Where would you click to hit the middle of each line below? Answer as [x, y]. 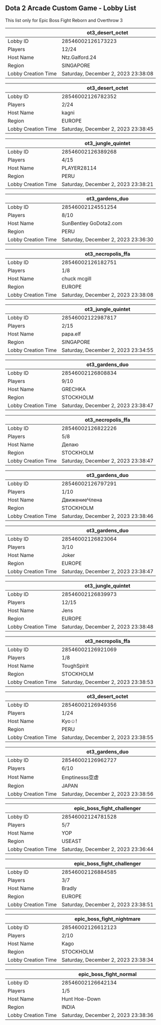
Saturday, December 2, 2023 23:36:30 [107, 239]
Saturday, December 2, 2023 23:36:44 [107, 849]
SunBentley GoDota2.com [92, 223]
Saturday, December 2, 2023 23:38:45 [107, 128]
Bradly [69, 888]
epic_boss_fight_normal [107, 974]
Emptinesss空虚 [80, 777]
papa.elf [71, 333]
